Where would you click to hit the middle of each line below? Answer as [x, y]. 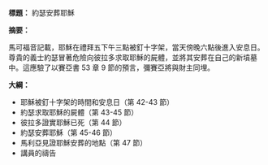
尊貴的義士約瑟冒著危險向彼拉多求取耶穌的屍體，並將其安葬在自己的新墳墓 [133, 57]
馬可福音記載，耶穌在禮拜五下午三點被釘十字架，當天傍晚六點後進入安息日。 [136, 47]
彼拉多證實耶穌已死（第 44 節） [73, 122]
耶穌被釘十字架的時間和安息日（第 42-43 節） [97, 102]
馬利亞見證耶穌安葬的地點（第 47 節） [84, 143]
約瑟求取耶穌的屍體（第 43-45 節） [79, 112]
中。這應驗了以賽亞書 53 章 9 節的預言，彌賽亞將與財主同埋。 [112, 67]
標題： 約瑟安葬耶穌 [41, 13]
